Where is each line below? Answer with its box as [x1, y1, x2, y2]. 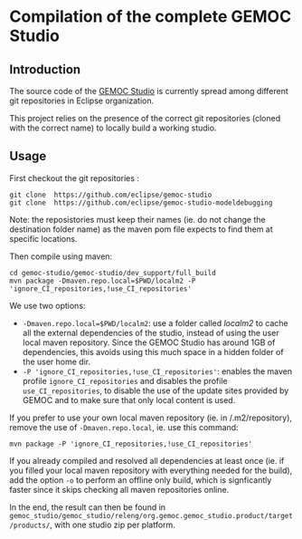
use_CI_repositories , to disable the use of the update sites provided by [22, 385, 289, 396]
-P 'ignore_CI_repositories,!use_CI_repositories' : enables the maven [22, 365, 293, 377]
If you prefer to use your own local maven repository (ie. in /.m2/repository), [9, 412, 292, 423]
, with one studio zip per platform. [49, 519, 176, 530]
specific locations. [9, 233, 78, 244]
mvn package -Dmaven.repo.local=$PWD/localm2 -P [9, 276, 196, 285]
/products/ [9, 521, 51, 530]
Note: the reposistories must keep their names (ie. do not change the [9, 214, 266, 225]
